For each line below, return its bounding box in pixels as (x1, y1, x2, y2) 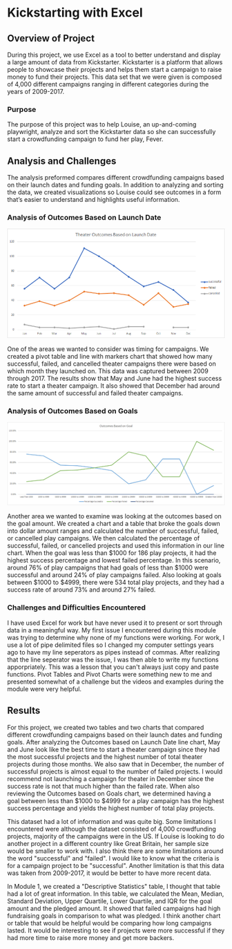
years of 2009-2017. (7, 88, 64, 95)
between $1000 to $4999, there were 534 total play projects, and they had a (7, 579, 224, 587)
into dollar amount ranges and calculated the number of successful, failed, (7, 527, 220, 535)
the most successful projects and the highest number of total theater (7, 752, 203, 761)
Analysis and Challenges (7, 155, 117, 167)
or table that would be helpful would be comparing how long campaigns (7, 919, 212, 927)
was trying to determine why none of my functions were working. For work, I (7, 633, 225, 641)
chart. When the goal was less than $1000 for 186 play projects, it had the (7, 549, 217, 557)
